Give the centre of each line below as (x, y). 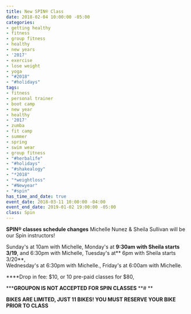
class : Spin (20, 213)
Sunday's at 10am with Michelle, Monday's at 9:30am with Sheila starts (93, 247)
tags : (13, 88)
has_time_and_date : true (36, 196)
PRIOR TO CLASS (27, 306)
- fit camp (19, 131)
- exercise (19, 60)
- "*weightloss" (26, 180)
